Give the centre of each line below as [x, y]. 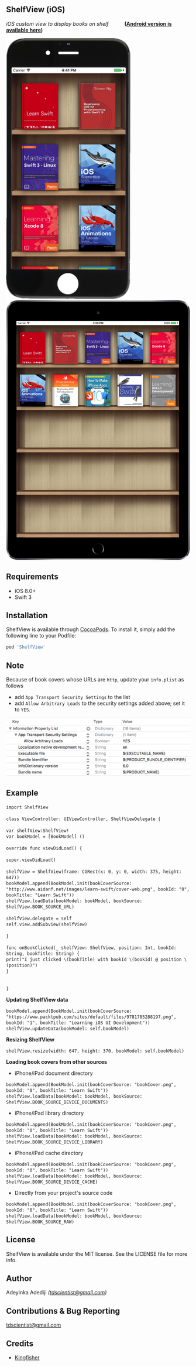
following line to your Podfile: [41, 636]
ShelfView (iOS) [36, 10]
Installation [27, 615]
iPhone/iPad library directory [49, 1113]
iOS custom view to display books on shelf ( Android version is [89, 23]
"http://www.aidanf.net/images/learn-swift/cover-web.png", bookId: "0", [98, 889]
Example [22, 793]
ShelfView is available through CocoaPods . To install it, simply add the [91, 629]
